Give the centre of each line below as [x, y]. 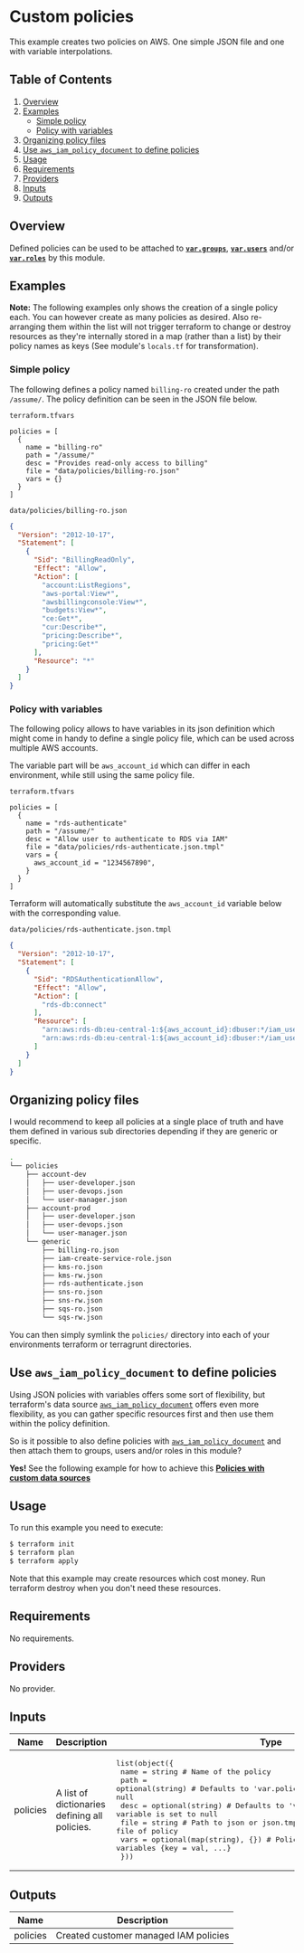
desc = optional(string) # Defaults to [203, 1806]
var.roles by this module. [57, 257]
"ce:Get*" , [62, 619]
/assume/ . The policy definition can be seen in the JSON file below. [133, 399]
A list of [72, 1793]
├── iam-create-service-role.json [107, 1258]
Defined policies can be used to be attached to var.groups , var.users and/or [152, 248]
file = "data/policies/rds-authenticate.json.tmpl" [125, 848]
